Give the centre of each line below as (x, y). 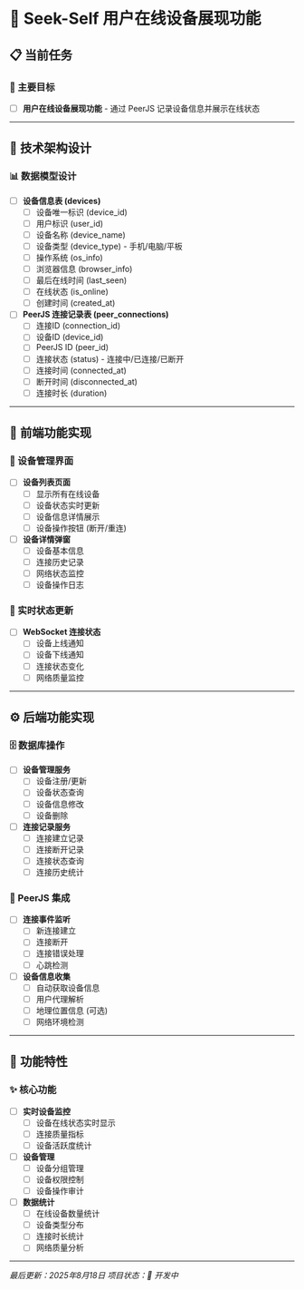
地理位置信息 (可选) (72, 1010)
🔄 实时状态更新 (42, 611)
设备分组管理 (60, 1168)
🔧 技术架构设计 (51, 148)
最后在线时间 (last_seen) (81, 280)
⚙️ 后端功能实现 (52, 718)
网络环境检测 (60, 1021)
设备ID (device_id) (70, 337)
